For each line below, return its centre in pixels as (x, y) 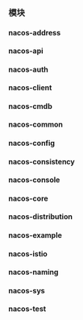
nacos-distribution (40, 217)
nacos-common (35, 125)
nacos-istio (28, 254)
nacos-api (26, 51)
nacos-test (27, 309)
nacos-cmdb (30, 106)
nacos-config (31, 143)
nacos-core (28, 198)
